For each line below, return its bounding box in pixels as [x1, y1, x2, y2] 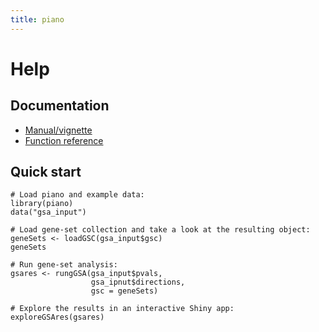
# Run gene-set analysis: [10, 260, 118, 270]
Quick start [10, 164, 82, 181]
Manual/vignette [24, 124, 93, 136]
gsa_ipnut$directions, [90, 277, 186, 288]
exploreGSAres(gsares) [10, 312, 105, 323]
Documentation [10, 97, 110, 115]
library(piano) [10, 199, 74, 209]
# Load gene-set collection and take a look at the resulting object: [10, 225, 311, 235]
